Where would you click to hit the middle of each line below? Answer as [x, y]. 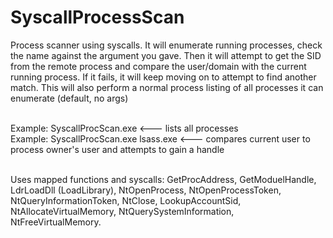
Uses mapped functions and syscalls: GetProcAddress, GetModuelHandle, [163, 179]
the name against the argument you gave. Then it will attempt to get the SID [166, 55]
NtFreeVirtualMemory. [56, 222]
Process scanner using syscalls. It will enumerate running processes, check [166, 45]
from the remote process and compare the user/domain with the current [158, 66]
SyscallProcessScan [97, 17]
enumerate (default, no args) [69, 98]
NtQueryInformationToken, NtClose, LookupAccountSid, [126, 200]
